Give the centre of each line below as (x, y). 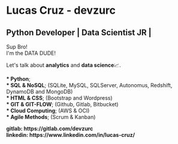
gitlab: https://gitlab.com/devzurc (50, 128)
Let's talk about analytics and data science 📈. (64, 65)
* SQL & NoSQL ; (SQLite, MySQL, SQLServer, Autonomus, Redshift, (89, 85)
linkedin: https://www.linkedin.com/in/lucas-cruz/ (71, 135)
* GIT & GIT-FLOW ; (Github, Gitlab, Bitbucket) (62, 104)
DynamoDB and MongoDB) (40, 91)
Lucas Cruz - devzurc (61, 10)
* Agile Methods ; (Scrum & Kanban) (51, 117)
